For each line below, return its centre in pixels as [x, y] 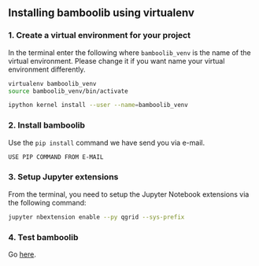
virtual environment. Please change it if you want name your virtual [117, 61]
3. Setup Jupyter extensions [63, 177]
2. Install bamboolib [46, 125]
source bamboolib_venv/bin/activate [68, 91]
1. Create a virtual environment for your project [100, 35]
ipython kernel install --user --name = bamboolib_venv [98, 105]
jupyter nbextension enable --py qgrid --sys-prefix [96, 217]
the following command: [47, 202]
